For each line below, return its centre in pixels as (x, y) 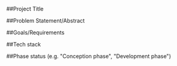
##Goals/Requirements (36, 32)
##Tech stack (24, 44)
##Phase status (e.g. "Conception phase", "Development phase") (89, 56)
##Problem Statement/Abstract (46, 20)
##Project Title (25, 9)
